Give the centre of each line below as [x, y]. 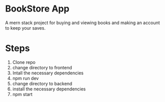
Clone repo [24, 62]
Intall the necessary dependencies [48, 73]
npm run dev [25, 78]
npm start [22, 94]
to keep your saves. [25, 28]
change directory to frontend [42, 67]
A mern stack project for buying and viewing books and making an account [82, 23]
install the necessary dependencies [49, 89]
